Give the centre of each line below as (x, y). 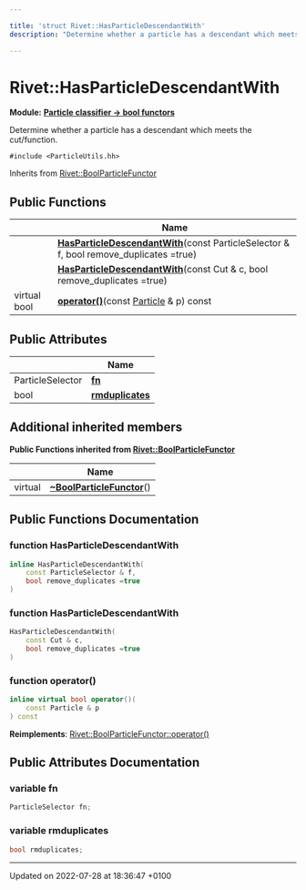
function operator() (53, 680)
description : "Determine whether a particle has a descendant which (142, 34)
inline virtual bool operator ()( (73, 700)
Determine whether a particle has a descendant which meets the (131, 130)
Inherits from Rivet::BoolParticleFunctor (83, 173)
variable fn (34, 789)
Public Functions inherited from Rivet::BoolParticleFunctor (122, 449)
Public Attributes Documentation (105, 763)
